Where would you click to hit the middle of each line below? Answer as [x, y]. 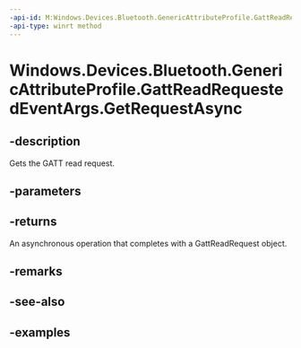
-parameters [45, 191]
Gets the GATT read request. [62, 163]
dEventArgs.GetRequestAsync [126, 108]
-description [45, 141]
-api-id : [26, 17]
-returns [33, 222]
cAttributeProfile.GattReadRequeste [146, 89]
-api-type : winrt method [56, 26]
